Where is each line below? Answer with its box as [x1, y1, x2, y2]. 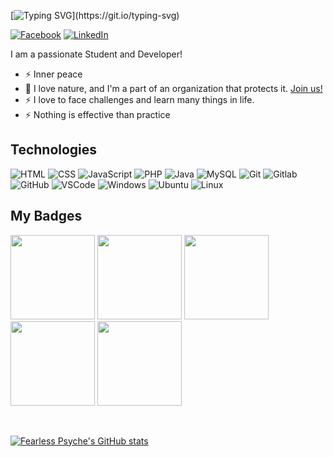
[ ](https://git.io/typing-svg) [10, 10, 180, 21]
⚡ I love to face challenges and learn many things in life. [24, 94, 255, 105]
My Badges [10, 208, 83, 225]
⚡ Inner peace [24, 68, 83, 80]
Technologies [10, 141, 98, 159]
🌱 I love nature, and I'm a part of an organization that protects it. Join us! [24, 83, 323, 94]
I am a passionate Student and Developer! [10, 48, 183, 60]
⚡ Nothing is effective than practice [24, 109, 171, 120]
